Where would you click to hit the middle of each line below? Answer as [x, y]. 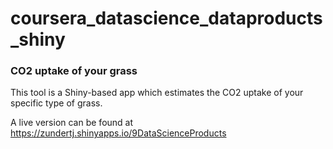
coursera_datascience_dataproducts [166, 18]
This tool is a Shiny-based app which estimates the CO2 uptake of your [157, 93]
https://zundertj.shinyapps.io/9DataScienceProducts [118, 133]
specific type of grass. [56, 103]
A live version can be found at [72, 123]
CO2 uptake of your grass [74, 71]
